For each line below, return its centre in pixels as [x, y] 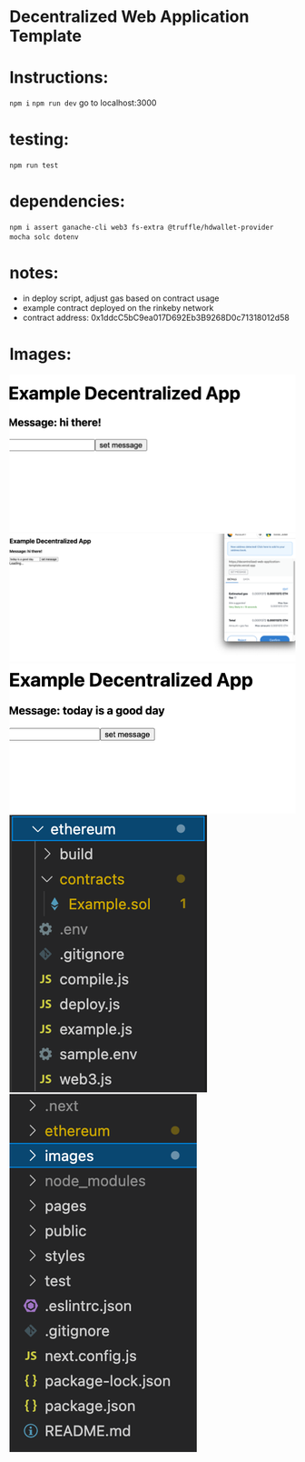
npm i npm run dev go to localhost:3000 [83, 103]
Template [45, 36]
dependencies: [67, 201]
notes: [34, 273]
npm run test [34, 165]
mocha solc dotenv [44, 237]
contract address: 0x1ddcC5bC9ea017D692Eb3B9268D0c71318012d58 [156, 317]
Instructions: [59, 78]
